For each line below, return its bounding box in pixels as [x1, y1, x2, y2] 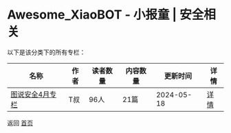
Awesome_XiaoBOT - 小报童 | [7, 7, 177, 23]
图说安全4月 [10, 89, 50, 99]
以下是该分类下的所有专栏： [7, 48, 86, 56]
